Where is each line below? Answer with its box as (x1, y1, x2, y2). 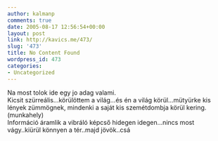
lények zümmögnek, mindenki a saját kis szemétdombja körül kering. (7, 103, 207, 112)
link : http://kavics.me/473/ (7, 36, 93, 43)
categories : (7, 62, 42, 69)
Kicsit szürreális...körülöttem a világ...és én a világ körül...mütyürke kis (7, 95, 211, 104)
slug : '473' (7, 43, 42, 50)
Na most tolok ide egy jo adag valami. (7, 88, 116, 97)
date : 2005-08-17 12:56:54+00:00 (7, 23, 105, 30)
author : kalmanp (7, 10, 55, 18)
